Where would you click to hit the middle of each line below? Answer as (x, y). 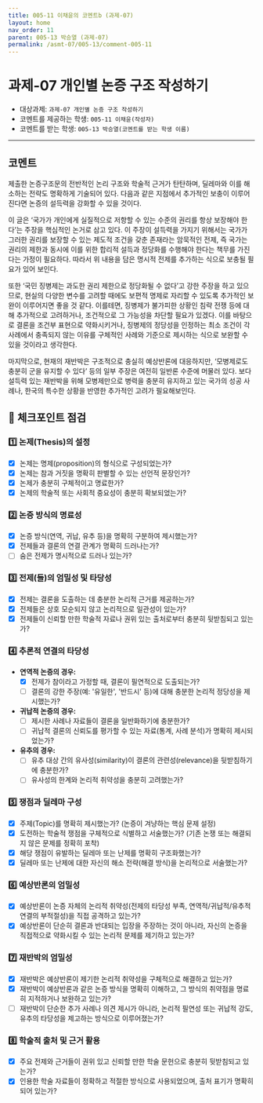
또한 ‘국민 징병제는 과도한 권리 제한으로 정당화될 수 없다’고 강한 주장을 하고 (121, 285)
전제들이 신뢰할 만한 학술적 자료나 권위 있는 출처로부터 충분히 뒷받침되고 (129, 619)
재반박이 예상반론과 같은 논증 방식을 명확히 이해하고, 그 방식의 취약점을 (127, 988)
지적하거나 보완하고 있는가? (70, 999)
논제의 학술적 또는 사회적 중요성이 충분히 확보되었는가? (103, 492)
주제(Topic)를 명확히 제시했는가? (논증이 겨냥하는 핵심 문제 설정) (118, 823)
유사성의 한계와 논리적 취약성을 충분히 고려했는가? (107, 780)
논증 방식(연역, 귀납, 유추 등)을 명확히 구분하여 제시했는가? (108, 536)
